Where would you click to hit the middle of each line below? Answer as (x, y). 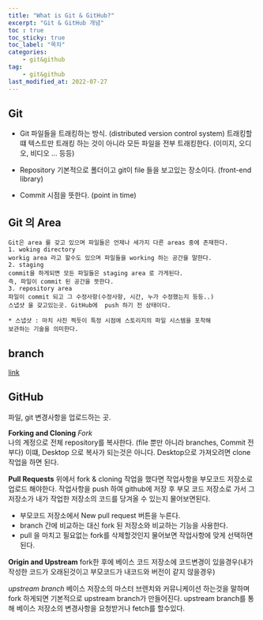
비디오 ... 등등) (53, 153)
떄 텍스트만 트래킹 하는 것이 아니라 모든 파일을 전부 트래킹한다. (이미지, (128, 144)
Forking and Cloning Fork (51, 433)
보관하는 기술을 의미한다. (43, 329)
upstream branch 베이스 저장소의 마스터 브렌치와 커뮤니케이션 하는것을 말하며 (129, 588)
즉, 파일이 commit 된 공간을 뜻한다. (61, 282)
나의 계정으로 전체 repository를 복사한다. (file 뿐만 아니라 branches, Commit (127, 442)
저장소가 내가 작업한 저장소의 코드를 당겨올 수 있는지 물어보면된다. (109, 498)
